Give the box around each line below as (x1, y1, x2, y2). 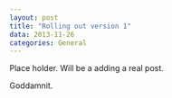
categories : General (9, 38, 88, 48)
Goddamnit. (9, 80, 53, 91)
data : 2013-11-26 (9, 30, 75, 39)
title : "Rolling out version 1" (9, 22, 131, 31)
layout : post (9, 13, 59, 22)
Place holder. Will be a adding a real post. (9, 63, 165, 74)
